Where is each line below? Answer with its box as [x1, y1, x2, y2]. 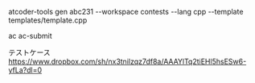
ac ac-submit [8, 31, 52, 40]
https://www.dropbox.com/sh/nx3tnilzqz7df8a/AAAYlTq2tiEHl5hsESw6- [8, 56, 247, 66]
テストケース [8, 48, 51, 57]
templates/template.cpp [8, 15, 88, 25]
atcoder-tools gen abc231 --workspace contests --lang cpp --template [8, 7, 244, 16]
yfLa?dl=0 [8, 65, 43, 75]
